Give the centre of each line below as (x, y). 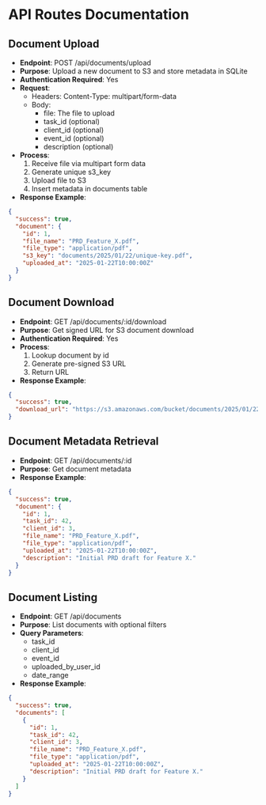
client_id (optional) (74, 130)
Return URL (50, 372)
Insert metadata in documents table (89, 189)
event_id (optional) (74, 138)
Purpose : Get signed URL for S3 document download (106, 330)
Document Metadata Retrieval (84, 442)
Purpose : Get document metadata (76, 469)
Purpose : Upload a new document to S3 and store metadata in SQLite (133, 71)
